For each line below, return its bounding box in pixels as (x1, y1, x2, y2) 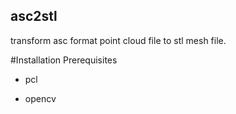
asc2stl (10, 8, 58, 25)
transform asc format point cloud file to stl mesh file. (10, 34, 227, 46)
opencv (24, 92, 57, 104)
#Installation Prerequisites (10, 54, 118, 66)
